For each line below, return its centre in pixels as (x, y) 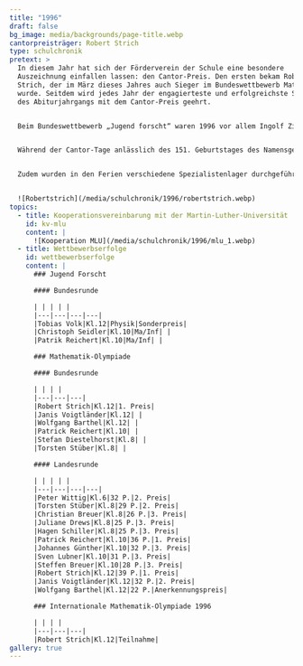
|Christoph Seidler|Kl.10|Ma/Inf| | (102, 332)
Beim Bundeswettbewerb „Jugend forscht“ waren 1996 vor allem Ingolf (151, 126)
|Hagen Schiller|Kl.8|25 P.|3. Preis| (106, 531)
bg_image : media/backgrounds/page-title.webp (96, 34)
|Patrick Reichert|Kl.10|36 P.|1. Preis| (112, 539)
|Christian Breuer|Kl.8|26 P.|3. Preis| (110, 515)
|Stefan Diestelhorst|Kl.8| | (90, 440)
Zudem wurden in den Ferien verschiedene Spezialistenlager (133, 174)
